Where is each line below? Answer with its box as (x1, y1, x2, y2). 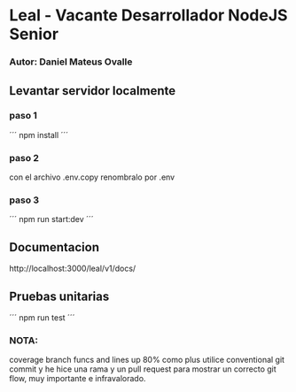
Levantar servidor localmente (9, 83, 175, 98)
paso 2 (9, 151, 40, 164)
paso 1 (9, 110, 38, 122)
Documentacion (9, 240, 100, 255)
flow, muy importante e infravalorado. (9, 373, 146, 384)
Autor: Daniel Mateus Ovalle (9, 56, 133, 68)
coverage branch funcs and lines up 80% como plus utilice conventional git (9, 355, 285, 365)
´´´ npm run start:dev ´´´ (9, 214, 95, 225)
